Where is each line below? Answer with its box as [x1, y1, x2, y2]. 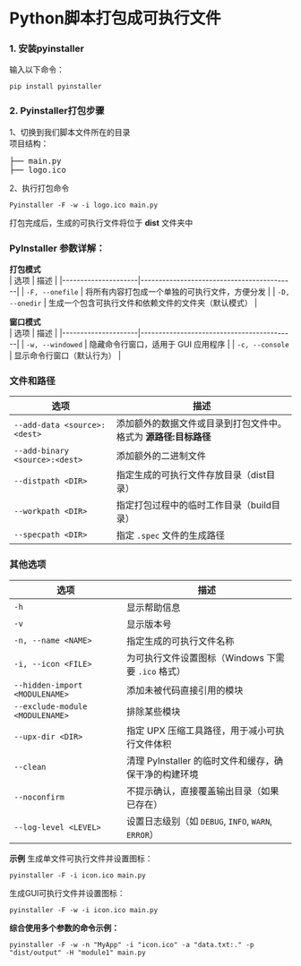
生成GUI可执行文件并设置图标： [9, 887, 125, 898]
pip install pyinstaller [9, 82, 102, 91]
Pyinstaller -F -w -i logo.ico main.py [9, 201, 159, 209]
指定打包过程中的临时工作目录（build [116, 499, 271, 511]
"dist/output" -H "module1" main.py [9, 948, 146, 957]
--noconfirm [13, 791, 65, 802]
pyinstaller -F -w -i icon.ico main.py [9, 905, 159, 914]
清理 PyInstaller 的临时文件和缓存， [126, 754, 275, 766]
